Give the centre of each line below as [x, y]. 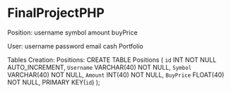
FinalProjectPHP [56, 13]
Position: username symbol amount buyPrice [72, 32]
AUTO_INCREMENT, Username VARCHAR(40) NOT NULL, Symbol [100, 67]
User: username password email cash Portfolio [75, 46]
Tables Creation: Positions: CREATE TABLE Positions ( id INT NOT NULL [112, 60]
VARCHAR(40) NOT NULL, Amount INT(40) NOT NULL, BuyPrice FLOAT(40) [116, 75]
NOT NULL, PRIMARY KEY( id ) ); [54, 82]
